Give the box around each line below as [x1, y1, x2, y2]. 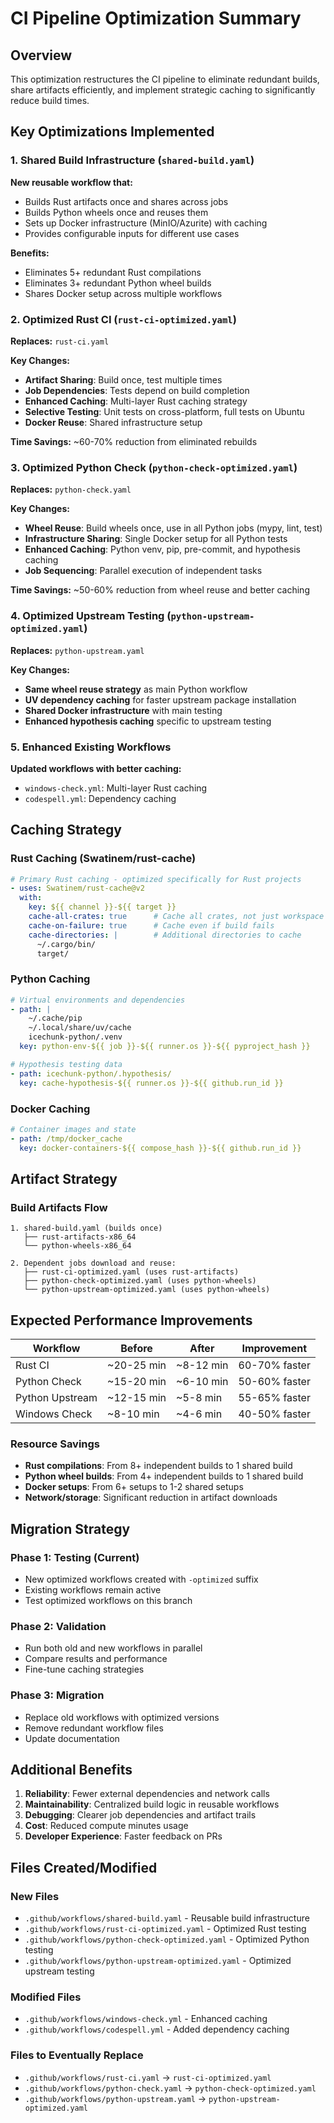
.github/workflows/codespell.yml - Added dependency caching [24, 2023, 290, 2036]
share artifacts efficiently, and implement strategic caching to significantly [10, 84, 316, 96]
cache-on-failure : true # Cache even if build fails [28, 920, 275, 931]
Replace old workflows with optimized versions [24, 1711, 220, 1723]
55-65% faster [238, 1391, 311, 1405]
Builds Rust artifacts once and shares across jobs [24, 195, 229, 207]
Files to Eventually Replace [10, 2048, 144, 2062]
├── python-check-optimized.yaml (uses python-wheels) [23, 1276, 257, 1286]
